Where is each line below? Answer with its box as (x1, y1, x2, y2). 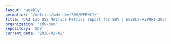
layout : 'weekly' (5, 7, 42, 13)
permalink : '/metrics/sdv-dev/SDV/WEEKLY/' (5, 12, 99, 17)
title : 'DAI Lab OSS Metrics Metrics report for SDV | (5, 17, 124, 22)
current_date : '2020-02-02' (5, 31, 65, 36)
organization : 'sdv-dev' (5, 21, 58, 27)
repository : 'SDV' (5, 26, 44, 31)
